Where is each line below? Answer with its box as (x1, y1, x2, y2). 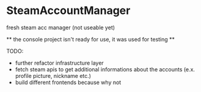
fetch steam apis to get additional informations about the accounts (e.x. (15, 65, 196, 73)
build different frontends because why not (15, 79, 122, 86)
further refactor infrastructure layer (15, 59, 104, 66)
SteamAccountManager (6, 4, 131, 18)
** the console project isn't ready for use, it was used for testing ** (6, 35, 175, 43)
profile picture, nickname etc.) (15, 72, 92, 79)
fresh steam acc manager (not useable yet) (6, 24, 115, 31)
